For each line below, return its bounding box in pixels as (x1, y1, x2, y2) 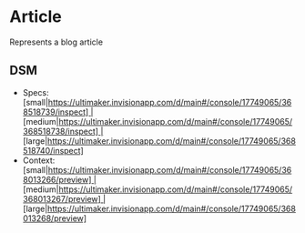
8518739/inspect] (22, 106, 89, 117)
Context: (22, 155, 56, 166)
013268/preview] (22, 212, 87, 224)
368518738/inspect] (22, 126, 98, 137)
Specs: (22, 86, 49, 97)
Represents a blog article (9, 36, 103, 47)
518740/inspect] (22, 145, 84, 156)
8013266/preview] (22, 174, 92, 185)
